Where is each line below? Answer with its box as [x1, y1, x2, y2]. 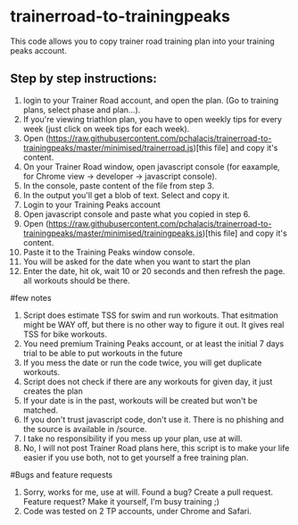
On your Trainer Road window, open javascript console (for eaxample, [22, 161, 280, 171]
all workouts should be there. [22, 275, 130, 286]
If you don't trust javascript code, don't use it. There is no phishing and [22, 413, 285, 425]
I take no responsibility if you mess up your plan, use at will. [22, 433, 244, 444]
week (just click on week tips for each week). [22, 123, 190, 134]
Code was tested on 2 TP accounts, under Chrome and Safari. [22, 505, 252, 516]
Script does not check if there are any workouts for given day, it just [22, 376, 273, 387]
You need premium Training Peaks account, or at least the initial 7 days [22, 337, 285, 349]
